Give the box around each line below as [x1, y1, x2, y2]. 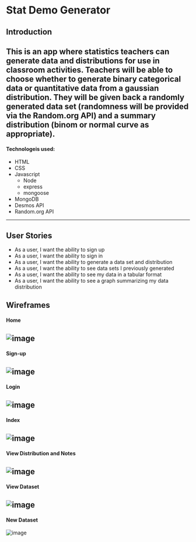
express [23, 183, 43, 190]
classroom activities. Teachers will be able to [6, 65, 173, 75]
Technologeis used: [6, 145, 55, 152]
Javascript [14, 171, 40, 178]
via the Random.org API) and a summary [6, 111, 156, 121]
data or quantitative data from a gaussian [6, 83, 159, 93]
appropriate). [6, 129, 55, 139]
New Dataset [6, 516, 38, 523]
